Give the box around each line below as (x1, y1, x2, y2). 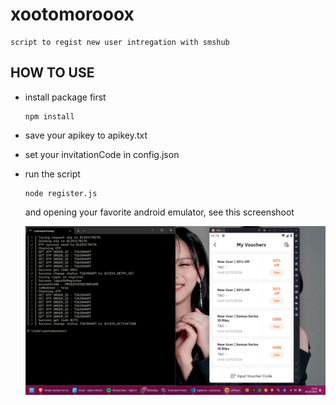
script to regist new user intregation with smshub (10, 37, 230, 47)
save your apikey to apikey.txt (24, 129, 148, 141)
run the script (24, 168, 81, 180)
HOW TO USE (10, 64, 95, 82)
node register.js (24, 188, 98, 198)
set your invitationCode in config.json (24, 148, 180, 160)
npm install (24, 111, 75, 122)
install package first (24, 91, 107, 103)
